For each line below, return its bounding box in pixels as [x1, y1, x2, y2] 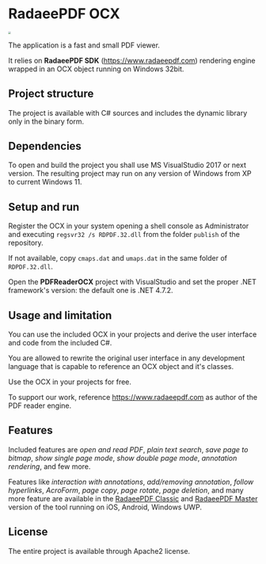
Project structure [8, 87, 94, 101]
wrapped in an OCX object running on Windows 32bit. [8, 64, 184, 74]
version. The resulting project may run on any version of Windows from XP [8, 169, 252, 178]
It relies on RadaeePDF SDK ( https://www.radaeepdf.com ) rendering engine [8, 55, 256, 65]
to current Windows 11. [8, 177, 82, 187]
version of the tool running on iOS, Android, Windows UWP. [8, 502, 202, 512]
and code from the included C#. [8, 337, 112, 347]
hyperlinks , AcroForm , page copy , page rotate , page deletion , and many [8, 485, 244, 495]
